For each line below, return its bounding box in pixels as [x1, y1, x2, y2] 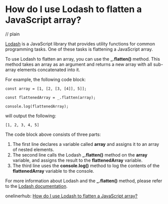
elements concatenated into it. [17, 67, 81, 73]
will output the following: [5, 113, 57, 119]
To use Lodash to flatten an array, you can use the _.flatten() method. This [5, 56, 160, 62]
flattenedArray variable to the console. [12, 168, 94, 174]
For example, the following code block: [5, 76, 86, 82]
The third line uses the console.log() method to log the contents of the [12, 163, 160, 169]
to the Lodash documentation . [5, 183, 68, 189]
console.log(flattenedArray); [5, 104, 69, 109]
